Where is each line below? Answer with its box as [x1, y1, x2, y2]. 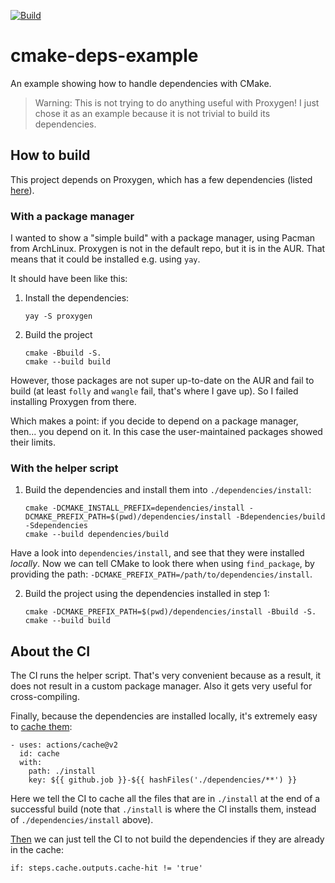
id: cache [19, 749, 60, 759]
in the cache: [10, 844, 65, 856]
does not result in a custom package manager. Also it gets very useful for [10, 680, 313, 692]
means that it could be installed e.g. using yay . [10, 253, 201, 265]
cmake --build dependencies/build [24, 530, 169, 540]
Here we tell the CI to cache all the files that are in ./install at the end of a [10, 793, 321, 805]
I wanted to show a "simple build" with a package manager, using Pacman [10, 232, 316, 244]
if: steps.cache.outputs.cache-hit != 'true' [10, 863, 203, 874]
